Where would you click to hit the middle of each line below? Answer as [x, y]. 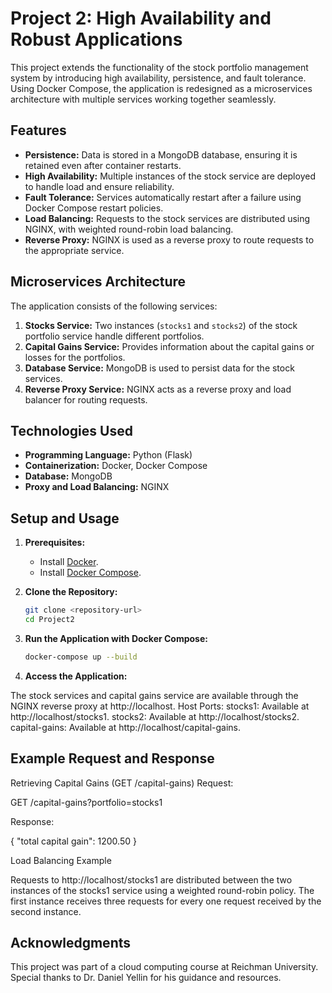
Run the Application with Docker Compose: [116, 638]
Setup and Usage [65, 518]
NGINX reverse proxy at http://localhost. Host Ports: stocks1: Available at [160, 706]
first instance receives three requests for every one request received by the [166, 901]
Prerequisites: [55, 543]
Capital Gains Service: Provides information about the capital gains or [169, 346]
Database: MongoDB [68, 476]
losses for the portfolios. [75, 357]
